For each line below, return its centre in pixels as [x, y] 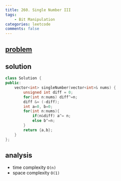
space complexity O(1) [36, 173]
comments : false [22, 29]
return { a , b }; [38, 130]
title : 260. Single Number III [38, 10]
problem [19, 49]
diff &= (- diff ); [41, 102]
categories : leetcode [28, 24]
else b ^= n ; [44, 121]
